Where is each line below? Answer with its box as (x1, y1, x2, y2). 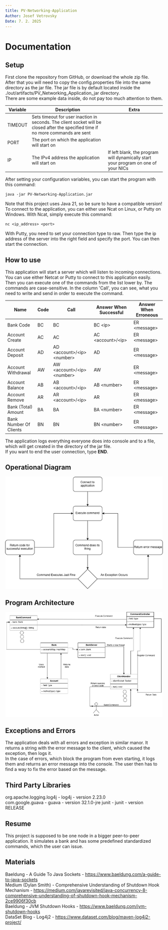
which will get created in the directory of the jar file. (5, 443, 111, 449)
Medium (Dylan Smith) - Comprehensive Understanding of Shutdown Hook (5, 882, 159, 888)
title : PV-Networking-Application (5, 8, 77, 13)
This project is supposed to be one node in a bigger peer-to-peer (5, 833, 140, 839)
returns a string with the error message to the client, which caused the (5, 745, 150, 751)
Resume (5, 819, 31, 828)
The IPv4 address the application (31, 154, 100, 161)
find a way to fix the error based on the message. (5, 766, 107, 772)
